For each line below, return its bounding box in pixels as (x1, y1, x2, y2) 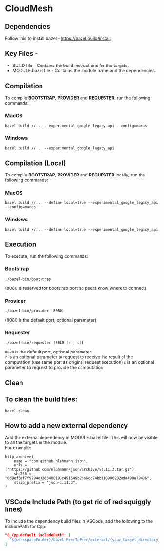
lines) (5, 505, 23, 513)
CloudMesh (5, 3, 53, 14)
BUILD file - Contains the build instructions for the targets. (12, 62, 129, 68)
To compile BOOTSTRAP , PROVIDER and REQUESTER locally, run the (5, 172, 145, 178)
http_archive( (5, 454, 34, 460)
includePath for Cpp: (5, 524, 47, 529)
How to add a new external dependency (5, 421, 128, 430)
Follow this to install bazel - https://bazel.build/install (5, 35, 111, 41)
